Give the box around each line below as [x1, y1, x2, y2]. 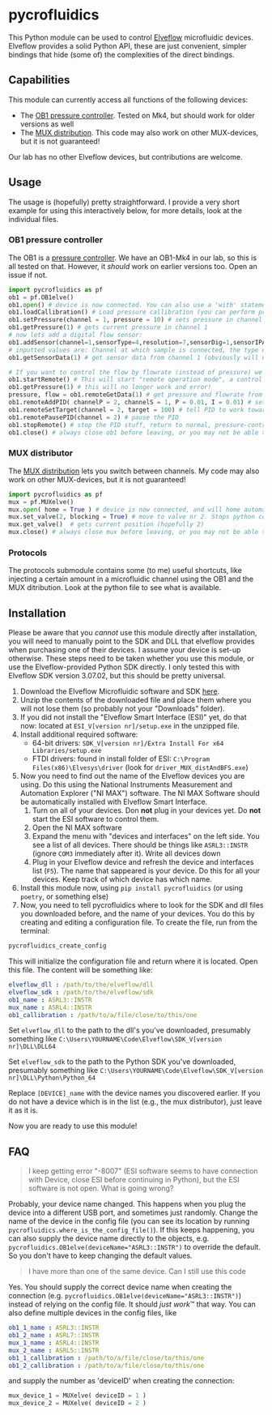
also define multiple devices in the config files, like [8, 1308, 177, 1318]
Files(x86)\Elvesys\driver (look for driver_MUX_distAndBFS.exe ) [32, 763, 249, 772]
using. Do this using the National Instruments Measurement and [19, 780, 233, 789]
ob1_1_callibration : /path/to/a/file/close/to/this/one [8, 1353, 205, 1362]
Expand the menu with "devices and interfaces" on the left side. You [32, 831, 261, 841]
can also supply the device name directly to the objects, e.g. [8, 1233, 210, 1243]
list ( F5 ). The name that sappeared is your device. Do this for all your [32, 866, 261, 876]
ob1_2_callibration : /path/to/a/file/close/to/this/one [8, 1362, 205, 1370]
